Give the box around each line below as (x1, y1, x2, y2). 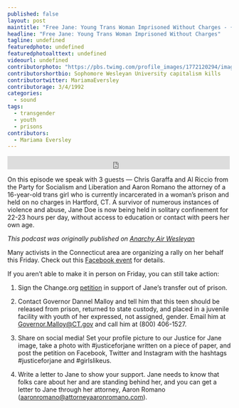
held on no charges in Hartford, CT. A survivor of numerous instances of (7, 198, 219, 206)
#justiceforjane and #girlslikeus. (17, 357, 112, 365)
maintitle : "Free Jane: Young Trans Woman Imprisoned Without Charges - (7, 23, 228, 31)
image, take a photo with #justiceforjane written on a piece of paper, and (17, 341, 231, 350)
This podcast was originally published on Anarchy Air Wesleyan (7, 234, 196, 243)
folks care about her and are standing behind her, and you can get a (17, 378, 217, 387)
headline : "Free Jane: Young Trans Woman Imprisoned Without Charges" (7, 30, 221, 38)
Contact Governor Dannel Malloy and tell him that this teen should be (17, 297, 221, 306)
